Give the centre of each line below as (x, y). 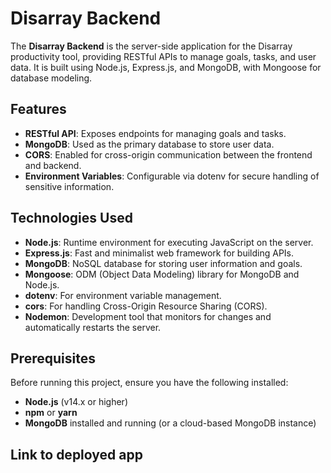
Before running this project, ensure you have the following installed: (149, 383)
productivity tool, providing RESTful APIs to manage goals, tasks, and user (163, 56)
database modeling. (51, 78)
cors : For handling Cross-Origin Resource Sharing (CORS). (146, 306)
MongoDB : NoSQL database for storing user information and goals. (163, 263)
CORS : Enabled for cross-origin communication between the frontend (168, 154)
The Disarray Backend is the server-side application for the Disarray (151, 46)
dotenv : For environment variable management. (123, 295)
